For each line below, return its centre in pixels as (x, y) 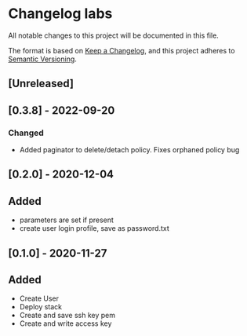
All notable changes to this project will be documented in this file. (114, 35)
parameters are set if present (66, 220)
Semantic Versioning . (42, 59)
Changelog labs (60, 14)
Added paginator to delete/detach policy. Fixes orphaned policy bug (129, 150)
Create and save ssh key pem (67, 316)
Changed (26, 133)
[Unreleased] (41, 84)
